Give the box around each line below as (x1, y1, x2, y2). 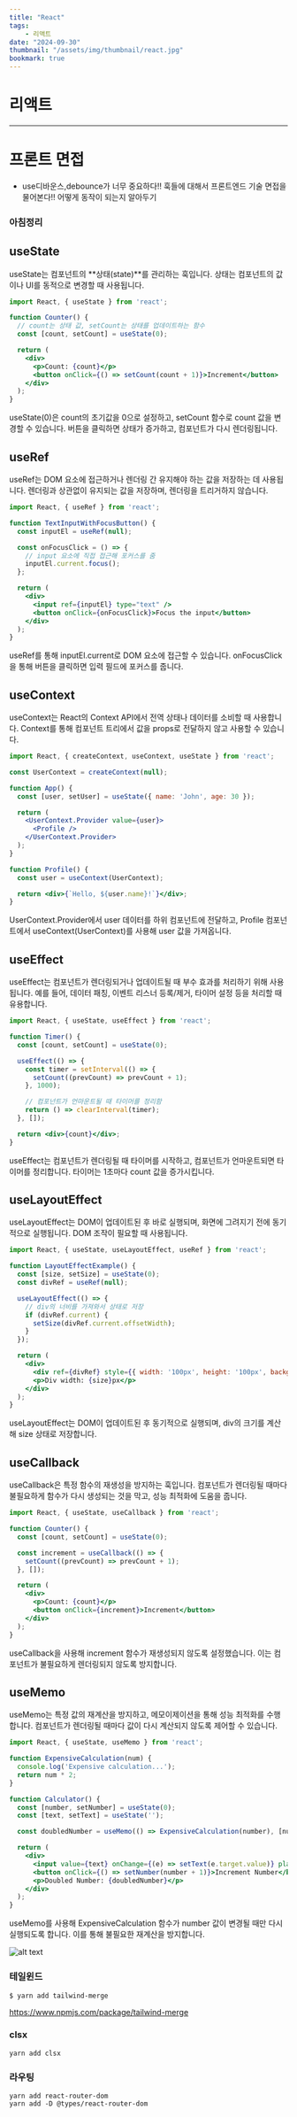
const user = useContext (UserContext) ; (17, 873, 164, 882)
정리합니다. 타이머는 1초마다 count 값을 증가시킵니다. (32, 1166, 215, 1177)
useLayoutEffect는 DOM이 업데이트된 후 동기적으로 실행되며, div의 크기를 (9, 1418, 265, 1428)
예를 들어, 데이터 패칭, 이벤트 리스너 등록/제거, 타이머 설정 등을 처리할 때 (34, 988, 283, 999)
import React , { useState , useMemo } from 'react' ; (9, 1738, 203, 1747)
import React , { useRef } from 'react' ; (9, 503, 161, 512)
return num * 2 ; (17, 1770, 77, 1780)
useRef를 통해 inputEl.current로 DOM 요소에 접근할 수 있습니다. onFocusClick (9, 650, 283, 661)
